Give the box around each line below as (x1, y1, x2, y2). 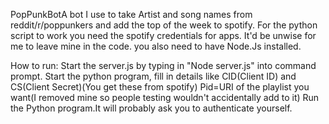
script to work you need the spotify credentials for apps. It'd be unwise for (10, 30, 317, 41)
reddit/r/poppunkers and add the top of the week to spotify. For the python (10, 19, 318, 31)
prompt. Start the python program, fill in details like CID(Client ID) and (10, 70, 297, 82)
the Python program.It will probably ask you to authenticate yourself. (10, 102, 293, 114)
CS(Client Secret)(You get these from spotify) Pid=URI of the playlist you (10, 81, 310, 93)
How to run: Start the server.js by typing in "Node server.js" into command (10, 60, 317, 71)
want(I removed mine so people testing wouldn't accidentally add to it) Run (10, 92, 320, 103)
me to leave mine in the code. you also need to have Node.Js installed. (10, 40, 302, 52)
